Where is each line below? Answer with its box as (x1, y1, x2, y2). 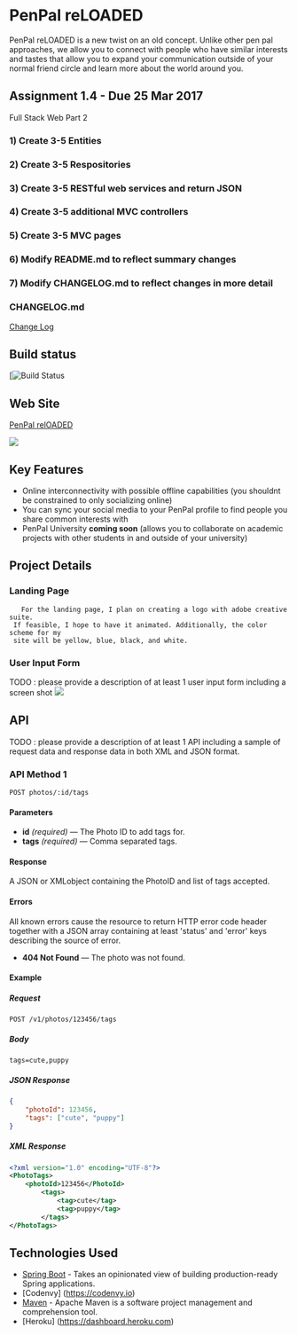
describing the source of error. (9, 935, 121, 946)
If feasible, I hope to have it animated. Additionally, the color (12, 620, 268, 630)
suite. (9, 613, 34, 622)
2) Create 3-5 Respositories (9, 158, 131, 170)
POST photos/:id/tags (9, 789, 90, 797)
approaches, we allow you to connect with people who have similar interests (9, 43, 288, 54)
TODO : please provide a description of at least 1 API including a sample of (9, 736, 281, 747)
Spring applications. (21, 1278, 96, 1289)
